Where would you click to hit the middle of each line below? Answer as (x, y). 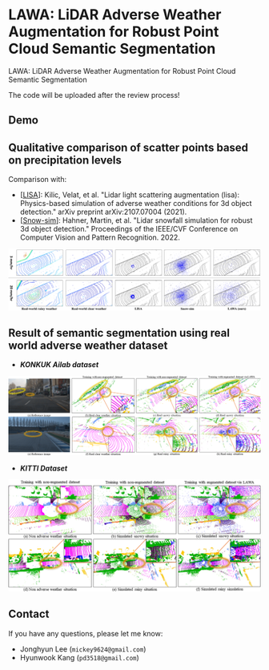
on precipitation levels (65, 160)
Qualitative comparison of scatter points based (128, 147)
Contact (29, 614)
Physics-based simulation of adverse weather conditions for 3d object (136, 204)
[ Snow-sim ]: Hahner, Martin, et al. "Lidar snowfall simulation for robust (136, 220)
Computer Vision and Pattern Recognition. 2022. (100, 237)
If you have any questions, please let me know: (86, 633)
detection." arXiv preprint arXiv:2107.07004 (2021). (103, 212)
